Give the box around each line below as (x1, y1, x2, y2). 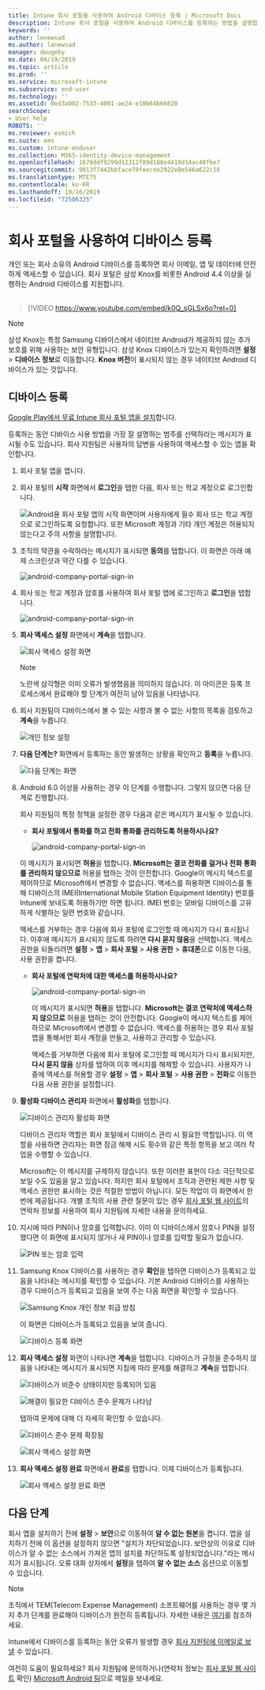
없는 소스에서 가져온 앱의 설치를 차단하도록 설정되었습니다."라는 (46, 1548, 241, 1558)
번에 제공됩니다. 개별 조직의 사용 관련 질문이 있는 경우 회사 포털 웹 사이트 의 (19, 1196, 249, 1206)
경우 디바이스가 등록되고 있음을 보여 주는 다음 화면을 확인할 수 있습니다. (19, 1286, 239, 1295)
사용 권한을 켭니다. (19, 955, 77, 964)
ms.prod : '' (8, 70, 47, 78)
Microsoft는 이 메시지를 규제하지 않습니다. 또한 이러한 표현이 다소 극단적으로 (19, 1166, 255, 1176)
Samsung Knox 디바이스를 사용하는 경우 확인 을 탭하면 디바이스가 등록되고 (19, 1266, 248, 1276)
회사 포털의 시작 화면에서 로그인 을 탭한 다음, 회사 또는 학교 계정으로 (19, 483, 226, 493)
